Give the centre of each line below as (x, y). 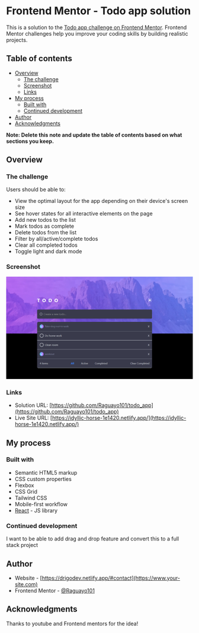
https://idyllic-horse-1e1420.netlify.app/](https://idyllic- (119, 418)
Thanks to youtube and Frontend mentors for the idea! (72, 624)
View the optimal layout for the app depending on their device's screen (101, 201)
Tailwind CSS (31, 498)
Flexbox (24, 485)
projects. (17, 40)
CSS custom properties (43, 479)
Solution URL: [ (33, 405)
